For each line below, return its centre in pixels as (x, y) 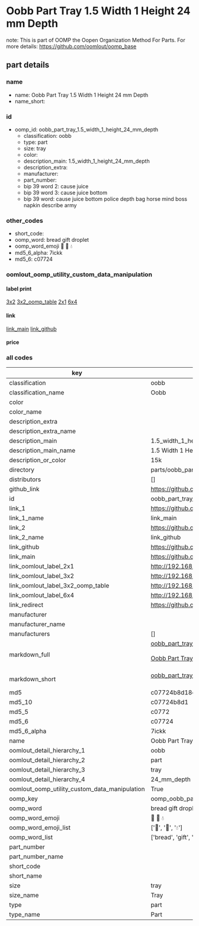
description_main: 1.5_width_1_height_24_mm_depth (86, 161)
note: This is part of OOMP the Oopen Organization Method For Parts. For (96, 40)
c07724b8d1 (169, 702)
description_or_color (38, 460)
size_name (24, 895)
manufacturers (30, 634)
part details (28, 65)
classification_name (37, 393)
